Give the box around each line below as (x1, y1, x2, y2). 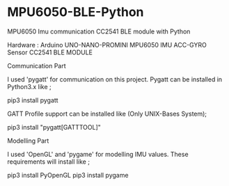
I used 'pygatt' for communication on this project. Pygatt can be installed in (7, 75, 223, 84)
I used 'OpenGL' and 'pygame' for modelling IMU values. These (7, 150, 189, 158)
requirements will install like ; (7, 157, 90, 166)
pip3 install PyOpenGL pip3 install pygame (7, 171, 129, 179)
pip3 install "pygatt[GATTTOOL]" (7, 123, 101, 131)
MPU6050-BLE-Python (7, 4, 144, 20)
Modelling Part (7, 137, 49, 145)
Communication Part (7, 61, 66, 70)
